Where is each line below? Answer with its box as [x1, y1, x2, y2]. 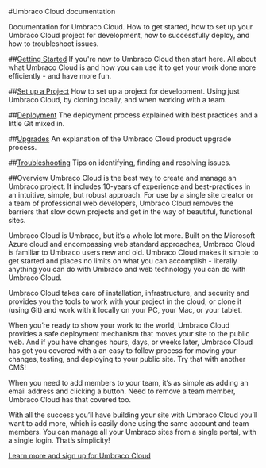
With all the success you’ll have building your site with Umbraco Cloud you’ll [8, 410, 258, 420]
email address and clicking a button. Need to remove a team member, [8, 386, 236, 396]
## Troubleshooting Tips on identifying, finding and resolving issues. [8, 158, 232, 167]
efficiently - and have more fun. [8, 71, 112, 80]
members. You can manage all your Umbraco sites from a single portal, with [8, 428, 256, 436]
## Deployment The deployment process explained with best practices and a [8, 110, 258, 120]
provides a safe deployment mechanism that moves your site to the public [8, 329, 250, 338]
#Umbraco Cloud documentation [8, 7, 116, 16]
